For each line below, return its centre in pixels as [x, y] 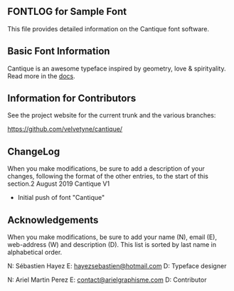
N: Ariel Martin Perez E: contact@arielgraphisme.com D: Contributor [107, 280]
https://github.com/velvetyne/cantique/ [65, 129]
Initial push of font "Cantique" [61, 198]
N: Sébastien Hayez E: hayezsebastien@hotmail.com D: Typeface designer [117, 266]
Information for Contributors [72, 99]
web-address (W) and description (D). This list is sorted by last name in [112, 245]
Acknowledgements [53, 220]
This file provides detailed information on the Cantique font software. [108, 28]
